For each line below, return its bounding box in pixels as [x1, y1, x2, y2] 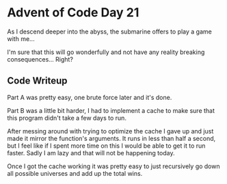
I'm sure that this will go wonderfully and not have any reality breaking [7, 48, 205, 56]
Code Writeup [7, 75, 68, 87]
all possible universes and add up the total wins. [7, 169, 143, 177]
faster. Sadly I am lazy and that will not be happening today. [7, 148, 175, 157]
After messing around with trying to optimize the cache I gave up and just [7, 127, 214, 135]
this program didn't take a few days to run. [7, 114, 126, 122]
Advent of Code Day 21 [7, 5, 139, 21]
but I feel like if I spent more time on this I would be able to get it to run [7, 142, 206, 150]
